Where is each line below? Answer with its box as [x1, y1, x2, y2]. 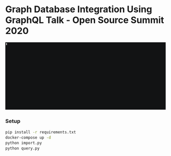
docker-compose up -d [5, 135, 51, 140]
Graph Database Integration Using [5, 4, 153, 15]
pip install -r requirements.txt [5, 130, 76, 135]
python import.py [5, 141, 42, 146]
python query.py [5, 146, 40, 151]
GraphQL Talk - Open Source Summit [5, 14, 164, 26]
